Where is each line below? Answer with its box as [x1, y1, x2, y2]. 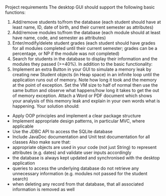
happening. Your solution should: [12, 103, 80, 109]
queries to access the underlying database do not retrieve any [12, 165, 139, 171]
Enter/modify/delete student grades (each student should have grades [12, 40, 156, 46]
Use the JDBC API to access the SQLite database [12, 129, 113, 134]
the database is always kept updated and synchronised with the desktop [12, 155, 160, 160]
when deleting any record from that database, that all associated [12, 181, 144, 187]
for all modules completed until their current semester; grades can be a [12, 46, 158, 51]
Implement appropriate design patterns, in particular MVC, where [12, 118, 145, 124]
